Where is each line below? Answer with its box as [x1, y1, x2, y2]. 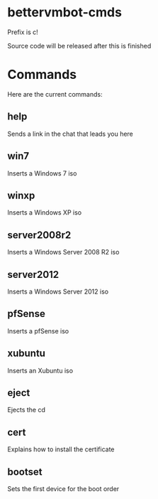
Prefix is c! [7, 28, 39, 36]
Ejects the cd [7, 406, 46, 414]
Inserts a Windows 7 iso [7, 168, 77, 178]
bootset [7, 466, 43, 478]
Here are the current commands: [7, 90, 103, 98]
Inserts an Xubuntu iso [7, 366, 73, 375]
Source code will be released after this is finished [7, 41, 152, 50]
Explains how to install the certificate [7, 445, 115, 454]
